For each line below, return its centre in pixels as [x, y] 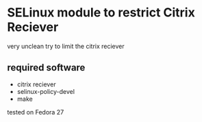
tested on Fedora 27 [36, 112]
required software [46, 68]
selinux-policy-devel [46, 91]
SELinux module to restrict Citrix [101, 13]
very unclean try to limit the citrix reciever [66, 46]
